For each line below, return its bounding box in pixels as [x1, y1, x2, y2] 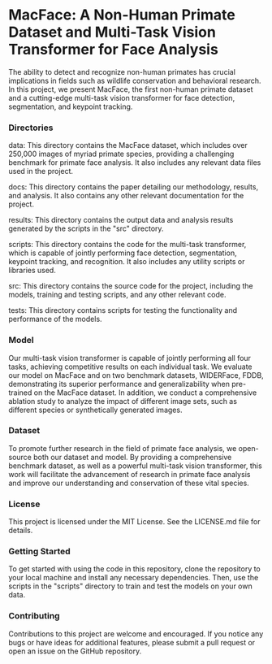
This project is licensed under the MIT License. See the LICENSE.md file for [8, 517, 261, 527]
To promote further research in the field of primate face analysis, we [8, 443, 237, 453]
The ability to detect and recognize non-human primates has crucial [8, 67, 235, 76]
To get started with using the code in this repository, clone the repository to [8, 564, 261, 574]
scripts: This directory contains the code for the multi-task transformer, [8, 240, 247, 250]
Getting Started [8, 546, 71, 558]
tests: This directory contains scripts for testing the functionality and [8, 306, 238, 315]
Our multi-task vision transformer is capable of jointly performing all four [8, 353, 252, 362]
